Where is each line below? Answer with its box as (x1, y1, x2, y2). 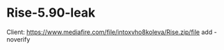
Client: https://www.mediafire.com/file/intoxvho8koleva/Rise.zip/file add (6, 28, 213, 36)
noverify (6, 35, 31, 43)
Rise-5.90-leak (6, 5, 96, 21)
